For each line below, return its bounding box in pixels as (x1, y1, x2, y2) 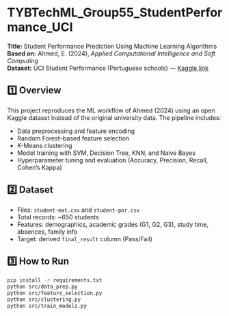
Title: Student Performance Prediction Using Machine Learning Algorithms (7, 42, 217, 50)
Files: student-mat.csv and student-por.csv (16, 206, 140, 214)
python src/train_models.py (7, 302, 87, 309)
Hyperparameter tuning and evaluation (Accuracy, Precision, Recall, (16, 156, 208, 164)
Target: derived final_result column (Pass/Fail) (16, 234, 152, 243)
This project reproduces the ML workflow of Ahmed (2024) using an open (7, 106, 215, 114)
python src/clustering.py (7, 296, 81, 303)
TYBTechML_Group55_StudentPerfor (7, 5, 223, 21)
